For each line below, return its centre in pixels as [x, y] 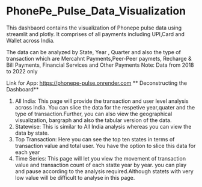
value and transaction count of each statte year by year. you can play [101, 165]
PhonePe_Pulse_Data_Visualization [96, 11]
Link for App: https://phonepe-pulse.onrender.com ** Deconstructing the [97, 83]
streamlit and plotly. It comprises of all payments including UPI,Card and [96, 34]
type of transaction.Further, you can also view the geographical [93, 114]
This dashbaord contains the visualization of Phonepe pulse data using [94, 28]
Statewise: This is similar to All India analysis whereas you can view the [103, 126]
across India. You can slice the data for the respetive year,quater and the [105, 107]
